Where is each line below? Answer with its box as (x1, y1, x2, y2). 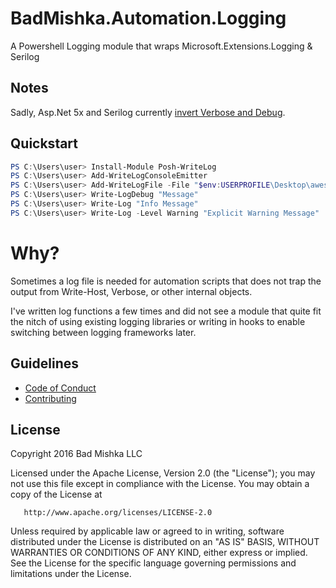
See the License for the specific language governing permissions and (10, 557, 297, 569)
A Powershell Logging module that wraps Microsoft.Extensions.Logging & (10, 40, 313, 52)
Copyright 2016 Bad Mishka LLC (10, 448, 143, 460)
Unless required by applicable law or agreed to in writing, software (10, 525, 285, 537)
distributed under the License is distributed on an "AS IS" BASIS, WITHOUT (10, 536, 320, 548)
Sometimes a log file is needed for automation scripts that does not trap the (10, 275, 322, 287)
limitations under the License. (10, 568, 132, 580)
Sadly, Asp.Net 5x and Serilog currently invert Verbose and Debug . (10, 106, 286, 118)
